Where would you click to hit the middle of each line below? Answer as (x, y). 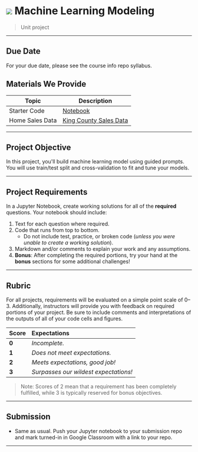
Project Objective (39, 147)
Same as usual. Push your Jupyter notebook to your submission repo (98, 431)
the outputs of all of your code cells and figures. (64, 319)
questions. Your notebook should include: (57, 212)
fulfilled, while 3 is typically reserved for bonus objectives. (91, 393)
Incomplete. (48, 343)
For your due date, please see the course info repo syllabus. (79, 65)
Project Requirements (47, 192)
